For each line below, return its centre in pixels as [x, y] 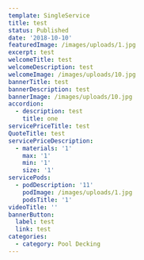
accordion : [26, 104]
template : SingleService [49, 15]
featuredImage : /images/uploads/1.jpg [72, 45]
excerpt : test [32, 52]
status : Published [38, 30]
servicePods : [30, 178]
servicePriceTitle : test [49, 126]
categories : [28, 237]
